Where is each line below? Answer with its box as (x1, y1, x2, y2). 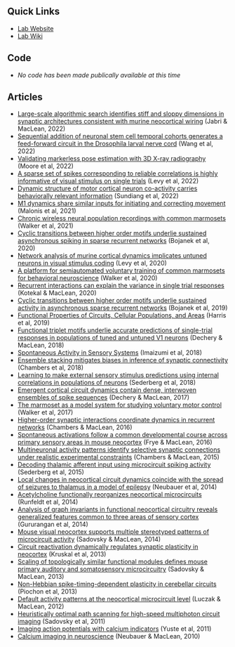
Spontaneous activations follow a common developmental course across (17, 431, 228, 439)
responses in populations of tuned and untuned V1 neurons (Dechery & (17, 334, 223, 342)
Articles (7, 91, 43, 103)
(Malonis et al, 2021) (17, 207, 76, 215)
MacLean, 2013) (17, 573, 65, 581)
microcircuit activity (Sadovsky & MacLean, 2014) (17, 535, 161, 544)
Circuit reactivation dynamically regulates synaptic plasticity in (17, 542, 199, 551)
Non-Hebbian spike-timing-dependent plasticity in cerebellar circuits (17, 580, 217, 589)
